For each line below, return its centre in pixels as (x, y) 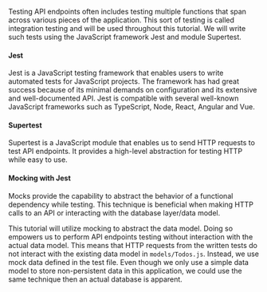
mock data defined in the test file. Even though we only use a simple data (129, 262)
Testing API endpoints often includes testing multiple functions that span (128, 12)
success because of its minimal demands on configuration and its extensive (133, 90)
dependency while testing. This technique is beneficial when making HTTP (131, 204)
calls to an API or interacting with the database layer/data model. (114, 213)
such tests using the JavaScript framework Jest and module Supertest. (125, 37)
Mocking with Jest (40, 178)
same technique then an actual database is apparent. (96, 279)
